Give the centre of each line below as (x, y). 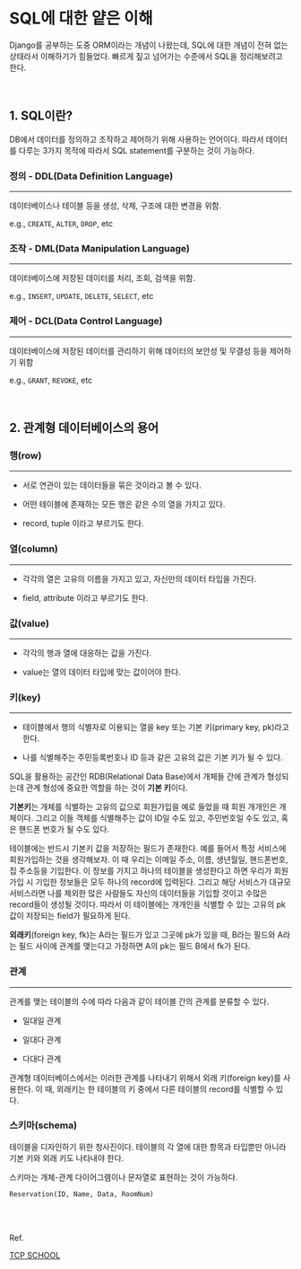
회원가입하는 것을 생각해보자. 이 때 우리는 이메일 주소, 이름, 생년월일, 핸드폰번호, (149, 859)
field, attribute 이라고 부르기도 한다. (85, 597)
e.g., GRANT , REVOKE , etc (51, 380)
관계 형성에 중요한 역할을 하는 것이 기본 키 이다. (107, 788)
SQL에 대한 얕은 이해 (82, 18)
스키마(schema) (43, 1125)
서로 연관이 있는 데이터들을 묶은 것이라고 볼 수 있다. (112, 485)
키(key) (25, 697)
